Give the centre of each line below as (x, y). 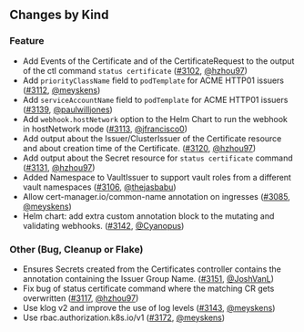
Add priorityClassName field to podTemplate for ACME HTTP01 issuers (153, 80)
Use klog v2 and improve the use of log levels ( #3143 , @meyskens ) (149, 307)
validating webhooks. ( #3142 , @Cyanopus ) (103, 225)
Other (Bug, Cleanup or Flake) (76, 249)
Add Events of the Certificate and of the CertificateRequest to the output (158, 61)
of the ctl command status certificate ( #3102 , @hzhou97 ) (135, 70)
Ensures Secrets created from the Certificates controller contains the (152, 269)
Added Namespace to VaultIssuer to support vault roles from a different (157, 177)
